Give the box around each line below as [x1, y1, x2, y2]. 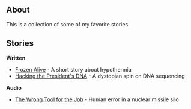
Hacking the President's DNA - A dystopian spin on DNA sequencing [14, 72, 185, 79]
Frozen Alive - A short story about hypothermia [14, 66, 132, 73]
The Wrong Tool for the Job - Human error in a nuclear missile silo [14, 96, 179, 103]
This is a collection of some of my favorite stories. [6, 20, 130, 28]
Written [6, 54, 26, 61]
